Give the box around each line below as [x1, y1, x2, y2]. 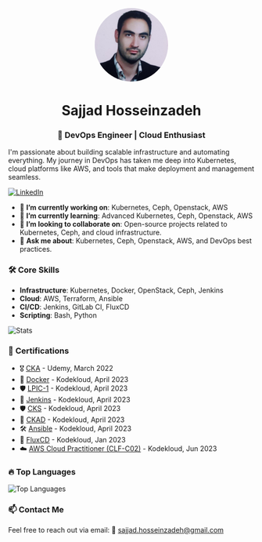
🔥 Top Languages [8, 467, 76, 477]
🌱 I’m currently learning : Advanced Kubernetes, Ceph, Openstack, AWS [19, 211, 253, 220]
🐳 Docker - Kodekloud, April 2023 [19, 375, 129, 384]
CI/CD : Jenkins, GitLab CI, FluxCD [19, 302, 130, 311]
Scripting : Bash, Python [19, 310, 98, 320]
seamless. [8, 173, 41, 182]
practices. [19, 245, 52, 254]
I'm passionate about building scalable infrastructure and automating [8, 147, 230, 157]
